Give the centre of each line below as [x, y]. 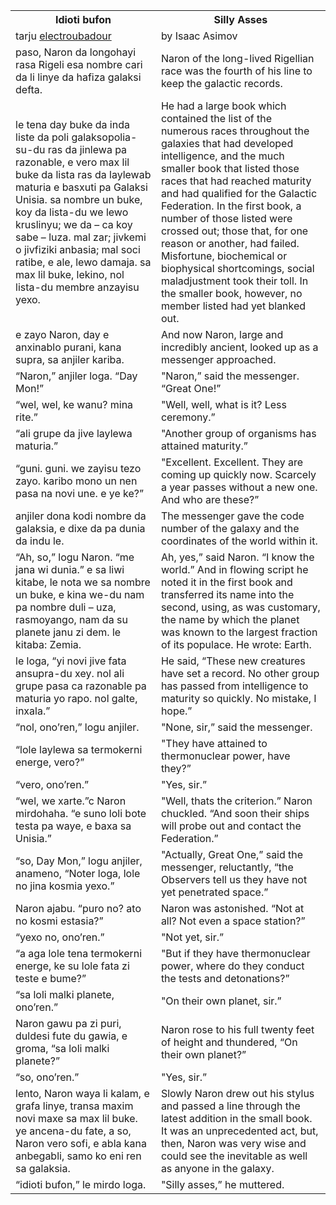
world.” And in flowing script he [234, 569]
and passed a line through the [230, 1106]
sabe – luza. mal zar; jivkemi [81, 237]
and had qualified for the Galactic [239, 193]
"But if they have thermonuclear [235, 953]
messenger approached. [218, 359]
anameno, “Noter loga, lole [78, 873]
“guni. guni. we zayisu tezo [78, 468]
